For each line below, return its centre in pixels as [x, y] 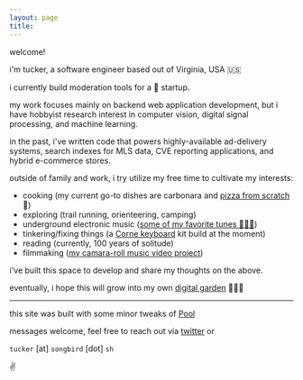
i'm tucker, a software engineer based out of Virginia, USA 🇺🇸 [125, 69]
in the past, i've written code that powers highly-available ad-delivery [138, 141]
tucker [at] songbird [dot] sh [62, 348]
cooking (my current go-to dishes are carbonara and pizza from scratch [156, 195]
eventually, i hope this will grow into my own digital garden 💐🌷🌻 [127, 287]
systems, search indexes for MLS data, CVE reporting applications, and [142, 150]
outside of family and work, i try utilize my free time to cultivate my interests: [151, 177]
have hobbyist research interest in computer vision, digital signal [129, 114]
